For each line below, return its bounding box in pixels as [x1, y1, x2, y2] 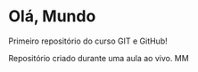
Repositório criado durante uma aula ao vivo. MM [8, 52, 189, 63]
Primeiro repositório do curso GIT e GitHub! [8, 36, 168, 46]
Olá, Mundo [8, 6, 96, 27]
